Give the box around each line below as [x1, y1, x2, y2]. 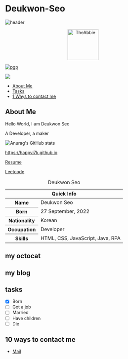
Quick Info [51, 190, 77, 197]
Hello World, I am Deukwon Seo [5, 120, 70, 126]
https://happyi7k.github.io [5, 149, 58, 156]
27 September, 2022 [40, 208, 90, 215]
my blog [5, 269, 31, 277]
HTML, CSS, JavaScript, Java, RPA [40, 235, 121, 241]
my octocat [5, 252, 41, 260]
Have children [12, 315, 41, 321]
